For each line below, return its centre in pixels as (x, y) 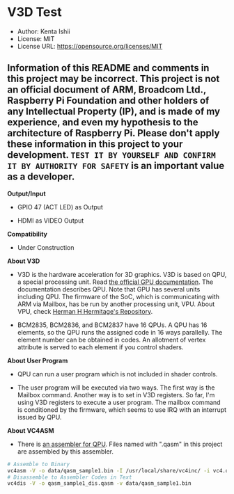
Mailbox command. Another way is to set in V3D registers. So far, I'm (116, 395)
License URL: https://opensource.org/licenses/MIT (90, 46)
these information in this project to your (95, 144)
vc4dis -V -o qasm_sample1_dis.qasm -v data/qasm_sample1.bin (99, 484)
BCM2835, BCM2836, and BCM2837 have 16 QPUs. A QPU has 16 (112, 325)
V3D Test (34, 12)
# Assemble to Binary (39, 464)
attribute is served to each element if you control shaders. (100, 347)
